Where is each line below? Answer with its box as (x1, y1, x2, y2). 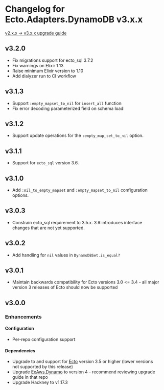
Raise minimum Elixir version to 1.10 (12, 68, 84, 74)
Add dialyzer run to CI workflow (12, 73, 76, 79)
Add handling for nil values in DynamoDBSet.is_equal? (12, 252, 120, 258)
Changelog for (5, 3, 65, 15)
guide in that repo (12, 374, 48, 380)
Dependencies (5, 347, 36, 354)
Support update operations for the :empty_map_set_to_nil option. (12, 132, 143, 138)
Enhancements (5, 313, 42, 320)
